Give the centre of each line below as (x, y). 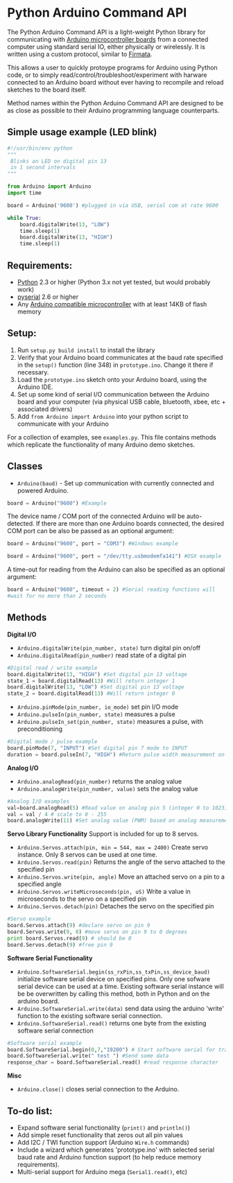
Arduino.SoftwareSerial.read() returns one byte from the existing (112, 1023)
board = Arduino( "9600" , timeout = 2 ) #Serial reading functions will (111, 590)
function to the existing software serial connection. (90, 1016)
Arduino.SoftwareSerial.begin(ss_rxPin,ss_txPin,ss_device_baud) (113, 972)
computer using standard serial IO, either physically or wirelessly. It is (106, 46)
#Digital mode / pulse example (52, 742)
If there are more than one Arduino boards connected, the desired (130, 524)
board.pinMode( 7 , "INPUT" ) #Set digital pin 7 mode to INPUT (97, 748)
